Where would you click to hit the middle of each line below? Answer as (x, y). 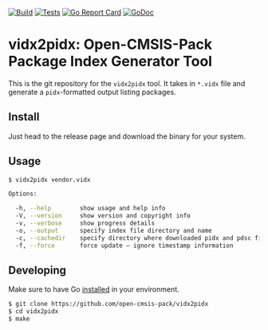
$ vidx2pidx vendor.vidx (49, 179)
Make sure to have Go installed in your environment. (94, 289)
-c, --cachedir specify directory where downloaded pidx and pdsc (133, 238)
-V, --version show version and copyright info (103, 216)
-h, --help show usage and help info (91, 208)
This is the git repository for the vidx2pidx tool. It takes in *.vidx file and (127, 83)
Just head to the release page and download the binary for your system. (127, 136)
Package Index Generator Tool (110, 62)
